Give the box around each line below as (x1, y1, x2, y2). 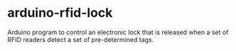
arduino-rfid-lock (7, 5, 113, 21)
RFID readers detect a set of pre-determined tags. (7, 35, 154, 43)
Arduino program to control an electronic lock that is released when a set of (7, 28, 229, 36)
